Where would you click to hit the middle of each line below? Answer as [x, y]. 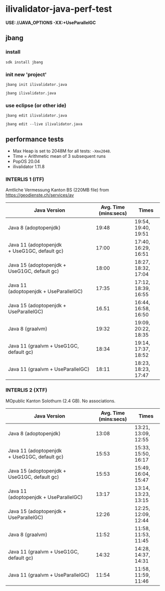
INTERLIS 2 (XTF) [26, 390]
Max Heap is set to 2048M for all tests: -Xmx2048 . [62, 151]
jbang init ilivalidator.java [36, 84]
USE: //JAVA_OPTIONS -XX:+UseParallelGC [51, 23]
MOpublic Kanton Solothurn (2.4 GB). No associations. [60, 401]
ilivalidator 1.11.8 [29, 167]
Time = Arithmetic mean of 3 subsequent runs [59, 156]
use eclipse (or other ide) [36, 105]
